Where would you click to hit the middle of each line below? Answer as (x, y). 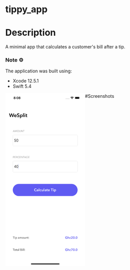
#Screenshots (100, 96)
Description (31, 33)
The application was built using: (39, 71)
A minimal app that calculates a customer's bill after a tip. (66, 47)
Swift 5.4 (22, 86)
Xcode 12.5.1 (26, 81)
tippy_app (27, 9)
